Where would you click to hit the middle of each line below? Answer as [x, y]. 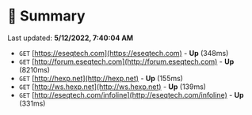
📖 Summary [46, 16]
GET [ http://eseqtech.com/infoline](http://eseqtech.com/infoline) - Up [131, 95]
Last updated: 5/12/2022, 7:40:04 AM [71, 38]
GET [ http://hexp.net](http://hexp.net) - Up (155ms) [101, 78]
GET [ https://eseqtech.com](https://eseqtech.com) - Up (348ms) [124, 53]
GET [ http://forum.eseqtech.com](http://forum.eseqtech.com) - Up [126, 61]
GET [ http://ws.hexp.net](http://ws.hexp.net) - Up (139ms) [113, 87]
